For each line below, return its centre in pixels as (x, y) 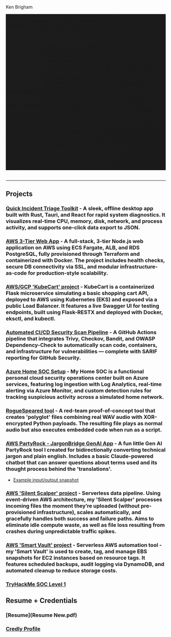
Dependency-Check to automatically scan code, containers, (82, 345)
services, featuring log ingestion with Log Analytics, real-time (84, 384)
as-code (16, 273)
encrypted (19, 423)
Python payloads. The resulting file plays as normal (98, 423)
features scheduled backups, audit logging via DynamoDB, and (85, 564)
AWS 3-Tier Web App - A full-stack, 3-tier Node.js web (75, 242)
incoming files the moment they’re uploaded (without (73, 506)
